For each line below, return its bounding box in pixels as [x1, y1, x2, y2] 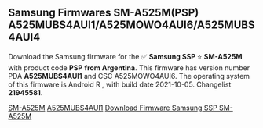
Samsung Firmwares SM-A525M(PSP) [8, 6, 199, 20]
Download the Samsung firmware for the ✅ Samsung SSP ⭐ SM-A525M [8, 52, 243, 61]
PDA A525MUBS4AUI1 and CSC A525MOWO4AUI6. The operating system [8, 71, 250, 80]
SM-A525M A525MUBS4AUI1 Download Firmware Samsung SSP [8, 103, 217, 112]
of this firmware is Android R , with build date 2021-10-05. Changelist [8, 80, 232, 89]
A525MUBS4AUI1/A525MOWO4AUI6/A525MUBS [8, 19, 255, 32]
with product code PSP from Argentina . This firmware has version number [8, 62, 250, 73]
